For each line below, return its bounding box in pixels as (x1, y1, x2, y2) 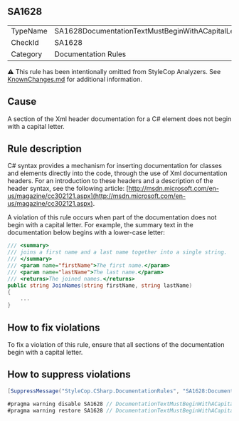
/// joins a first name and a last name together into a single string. (7, 249, 228, 256)
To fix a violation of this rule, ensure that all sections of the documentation (7, 341, 225, 348)
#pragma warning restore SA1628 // (7, 407, 113, 414)
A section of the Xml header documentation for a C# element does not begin (7, 114, 232, 123)
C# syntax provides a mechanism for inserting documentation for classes (7, 162, 223, 170)
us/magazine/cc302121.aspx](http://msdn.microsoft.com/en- (7, 192, 186, 200)
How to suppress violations (7, 368, 131, 380)
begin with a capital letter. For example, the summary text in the (7, 221, 193, 229)
